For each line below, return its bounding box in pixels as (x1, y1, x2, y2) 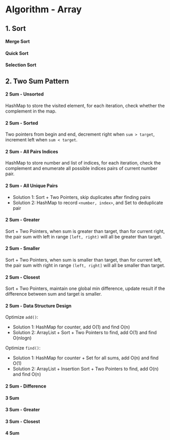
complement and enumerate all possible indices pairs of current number (5, 166, 158, 172)
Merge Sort (5, 39, 30, 45)
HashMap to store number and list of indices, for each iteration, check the (5, 160, 161, 166)
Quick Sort (5, 50, 29, 56)
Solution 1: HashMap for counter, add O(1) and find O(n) (12, 324, 130, 330)
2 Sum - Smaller (5, 245, 40, 251)
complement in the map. (5, 108, 57, 114)
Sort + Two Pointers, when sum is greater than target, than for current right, (5, 228, 165, 234)
